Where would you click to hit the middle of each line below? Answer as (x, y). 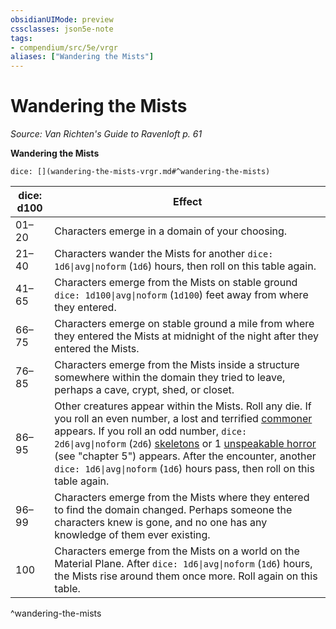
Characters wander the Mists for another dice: (164, 254)
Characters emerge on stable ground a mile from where (184, 324)
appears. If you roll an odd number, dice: (151, 431)
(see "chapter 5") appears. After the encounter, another (185, 456)
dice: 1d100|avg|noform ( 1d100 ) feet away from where (181, 295)
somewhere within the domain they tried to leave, (170, 378)
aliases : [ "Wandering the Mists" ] (82, 57)
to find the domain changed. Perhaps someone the (173, 510)
